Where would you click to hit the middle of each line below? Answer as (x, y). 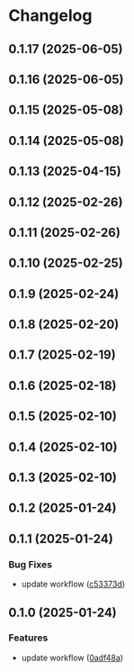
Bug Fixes (31, 564)
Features (28, 638)
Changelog (50, 16)
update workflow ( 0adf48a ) (72, 658)
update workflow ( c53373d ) (73, 584)
